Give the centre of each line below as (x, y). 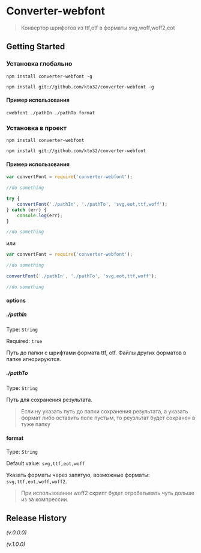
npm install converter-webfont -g (49, 76)
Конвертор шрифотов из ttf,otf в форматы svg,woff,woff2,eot (98, 28)
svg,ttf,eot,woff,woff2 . (37, 481)
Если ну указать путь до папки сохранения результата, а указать (104, 412)
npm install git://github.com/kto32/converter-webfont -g (80, 87)
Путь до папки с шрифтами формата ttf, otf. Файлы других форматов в (96, 353)
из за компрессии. (45, 499)
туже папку (36, 424)
